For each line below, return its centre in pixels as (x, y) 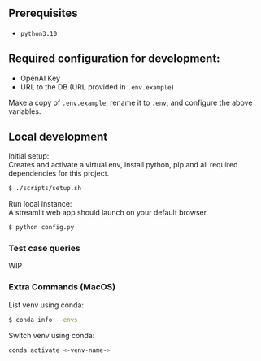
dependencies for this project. (59, 173)
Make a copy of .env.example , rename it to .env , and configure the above (130, 102)
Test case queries (44, 249)
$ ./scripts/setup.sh (45, 189)
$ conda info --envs (43, 320)
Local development (58, 137)
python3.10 (39, 33)
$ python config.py (41, 228)
